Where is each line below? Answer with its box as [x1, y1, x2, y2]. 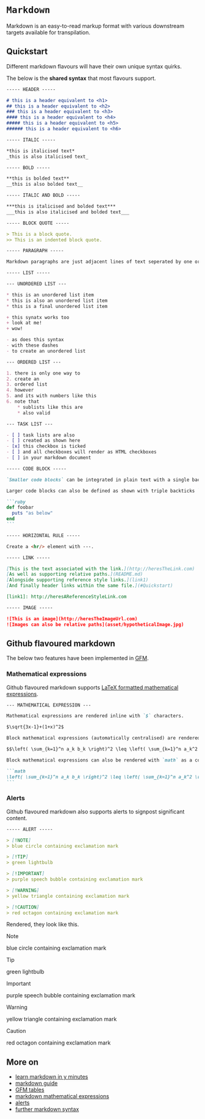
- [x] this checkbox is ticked [6, 443, 86, 450]
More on [6, 1057, 38, 1067]
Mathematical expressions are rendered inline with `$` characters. [6, 713, 184, 719]
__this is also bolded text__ [6, 182, 84, 188]
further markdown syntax [15, 1106, 79, 1113]
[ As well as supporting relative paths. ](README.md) [6, 571, 143, 578]
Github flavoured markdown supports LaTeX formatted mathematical [6, 683, 179, 691]
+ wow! [6, 326, 23, 332]
